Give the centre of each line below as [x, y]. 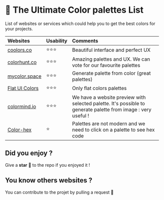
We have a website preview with [109, 97]
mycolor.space [24, 76]
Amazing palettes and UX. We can [111, 59]
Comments [85, 41]
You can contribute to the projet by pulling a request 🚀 [59, 192]
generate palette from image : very [112, 110]
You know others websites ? [49, 180]
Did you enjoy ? [29, 153]
